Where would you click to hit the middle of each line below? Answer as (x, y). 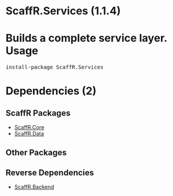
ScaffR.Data (29, 134)
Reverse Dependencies (50, 172)
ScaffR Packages (38, 113)
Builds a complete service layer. (86, 38)
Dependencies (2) (51, 91)
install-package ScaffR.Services (55, 67)
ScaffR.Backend (34, 187)
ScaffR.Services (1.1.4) (63, 11)
